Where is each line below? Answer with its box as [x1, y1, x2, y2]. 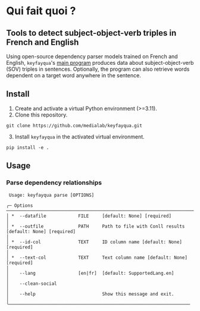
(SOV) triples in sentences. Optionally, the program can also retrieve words [6, 65, 190, 73]
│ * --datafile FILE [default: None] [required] [6, 213, 171, 219]
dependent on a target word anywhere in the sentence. [6, 72, 141, 78]
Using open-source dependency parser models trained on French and [6, 53, 178, 60]
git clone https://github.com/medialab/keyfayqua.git [6, 122, 143, 128]
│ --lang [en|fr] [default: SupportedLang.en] [6, 270, 174, 276]
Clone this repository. [14, 111, 68, 118]
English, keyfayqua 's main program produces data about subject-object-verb [6, 59, 194, 66]
